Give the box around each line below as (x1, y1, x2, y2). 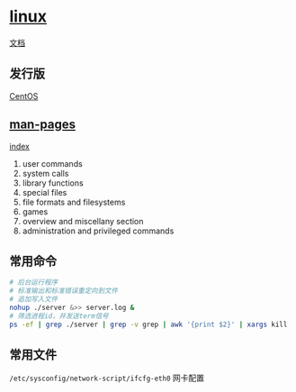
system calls (22, 168, 69, 178)
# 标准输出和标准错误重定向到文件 (9, 287, 119, 296)
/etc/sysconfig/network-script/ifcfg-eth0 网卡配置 (9, 372, 205, 384)
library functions (22, 178, 84, 188)
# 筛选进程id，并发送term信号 (9, 311, 110, 321)
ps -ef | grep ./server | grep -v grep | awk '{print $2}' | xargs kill (9, 320, 288, 329)
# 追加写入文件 (9, 295, 58, 304)
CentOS (9, 90, 39, 101)
